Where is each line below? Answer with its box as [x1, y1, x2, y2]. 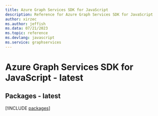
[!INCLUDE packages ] [5, 105, 50, 111]
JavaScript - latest [5, 72, 83, 83]
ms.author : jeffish [5, 21, 46, 26]
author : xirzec [5, 16, 37, 21]
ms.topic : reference [5, 30, 48, 35]
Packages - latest [5, 92, 61, 100]
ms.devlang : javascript [5, 35, 55, 40]
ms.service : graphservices [5, 40, 61, 45]
